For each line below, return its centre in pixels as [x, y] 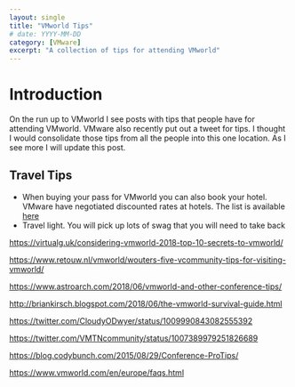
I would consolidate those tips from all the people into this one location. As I [147, 138]
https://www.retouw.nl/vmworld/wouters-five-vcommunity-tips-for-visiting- [148, 260]
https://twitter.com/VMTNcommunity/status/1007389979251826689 [134, 338]
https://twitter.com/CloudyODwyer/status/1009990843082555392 [131, 320]
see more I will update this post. [68, 148]
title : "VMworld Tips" [51, 26]
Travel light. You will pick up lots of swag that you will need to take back [154, 225]
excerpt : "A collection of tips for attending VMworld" [115, 51]
